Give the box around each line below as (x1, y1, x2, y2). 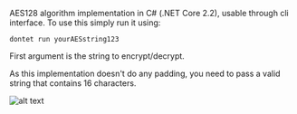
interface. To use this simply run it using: (9, 17, 161, 28)
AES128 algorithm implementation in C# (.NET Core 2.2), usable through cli (9, 8, 289, 18)
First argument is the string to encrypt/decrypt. (9, 51, 186, 62)
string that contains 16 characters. (9, 78, 137, 89)
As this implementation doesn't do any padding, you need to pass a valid (9, 68, 281, 79)
